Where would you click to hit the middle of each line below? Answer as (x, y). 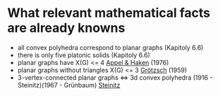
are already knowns (66, 28)
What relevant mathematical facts (109, 13)
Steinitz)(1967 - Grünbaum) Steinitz (69, 85)
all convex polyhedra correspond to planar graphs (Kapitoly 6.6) (110, 47)
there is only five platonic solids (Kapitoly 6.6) (84, 55)
